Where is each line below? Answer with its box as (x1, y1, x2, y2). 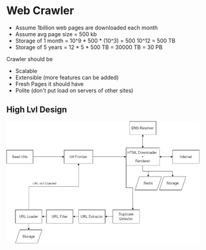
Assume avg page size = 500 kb (15, 30, 97, 37)
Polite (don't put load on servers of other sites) (15, 86, 134, 94)
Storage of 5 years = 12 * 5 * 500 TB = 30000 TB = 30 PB (15, 44, 163, 51)
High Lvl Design (6, 105, 67, 115)
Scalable (15, 67, 38, 74)
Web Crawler (6, 4, 75, 18)
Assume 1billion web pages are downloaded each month (15, 24, 158, 31)
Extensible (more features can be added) (15, 74, 119, 81)
